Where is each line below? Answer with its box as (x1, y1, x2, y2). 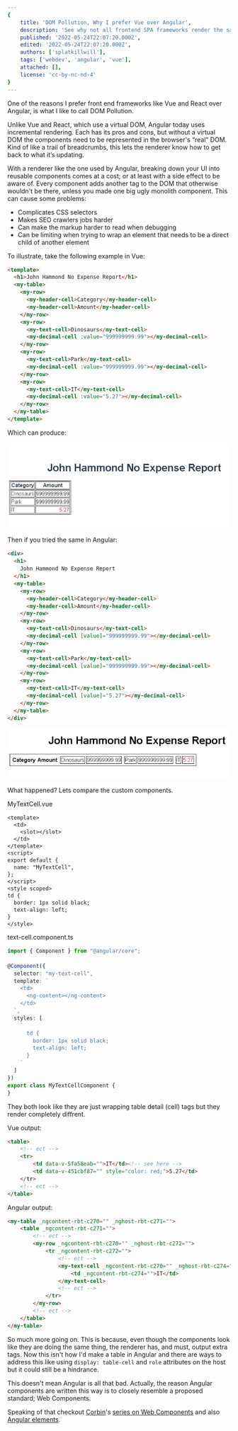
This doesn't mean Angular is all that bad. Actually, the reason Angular (7, 1379, 212, 1387)
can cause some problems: (7, 194, 86, 203)
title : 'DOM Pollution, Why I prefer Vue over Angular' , (20, 18, 192, 26)
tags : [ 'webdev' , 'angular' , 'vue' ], (20, 57, 132, 64)
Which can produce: (7, 428, 67, 437)
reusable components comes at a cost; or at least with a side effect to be (7, 171, 220, 180)
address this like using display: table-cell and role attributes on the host (7, 1357, 226, 1366)
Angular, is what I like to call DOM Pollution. (7, 106, 135, 115)
